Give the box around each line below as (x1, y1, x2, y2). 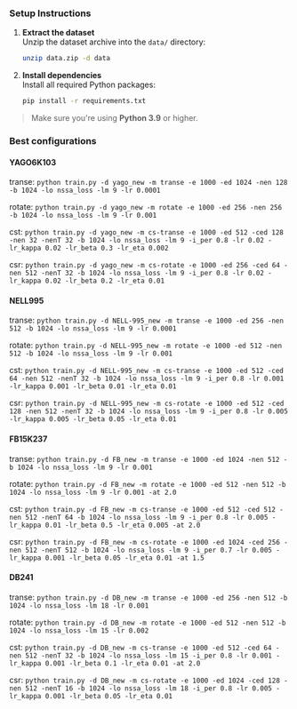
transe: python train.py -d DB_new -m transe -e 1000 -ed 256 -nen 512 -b (9, 592, 288, 602)
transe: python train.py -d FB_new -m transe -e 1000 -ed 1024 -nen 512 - (9, 453, 288, 464)
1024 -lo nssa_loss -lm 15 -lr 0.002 (9, 625, 149, 635)
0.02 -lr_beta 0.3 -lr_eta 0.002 (44, 243, 169, 253)
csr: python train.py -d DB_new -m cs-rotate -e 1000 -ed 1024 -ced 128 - (9, 674, 289, 685)
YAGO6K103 (9, 156, 56, 167)
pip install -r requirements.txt (21, 97, 147, 106)
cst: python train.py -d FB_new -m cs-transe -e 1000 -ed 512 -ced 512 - (9, 503, 285, 514)
